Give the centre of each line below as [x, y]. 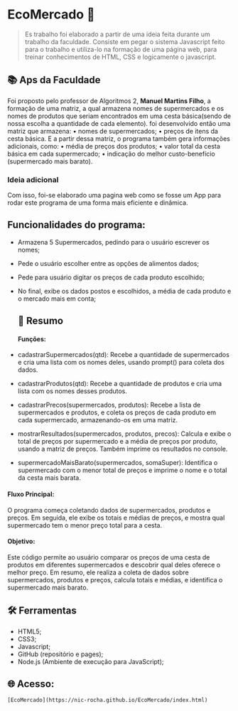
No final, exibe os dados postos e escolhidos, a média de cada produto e [124, 291]
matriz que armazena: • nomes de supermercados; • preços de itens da [113, 131]
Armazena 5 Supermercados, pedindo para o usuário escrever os [113, 242]
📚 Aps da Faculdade [54, 80]
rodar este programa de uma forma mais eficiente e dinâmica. [98, 203]
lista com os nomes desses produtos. [72, 391]
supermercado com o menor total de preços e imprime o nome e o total [122, 470]
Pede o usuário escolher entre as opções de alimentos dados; [108, 263]
